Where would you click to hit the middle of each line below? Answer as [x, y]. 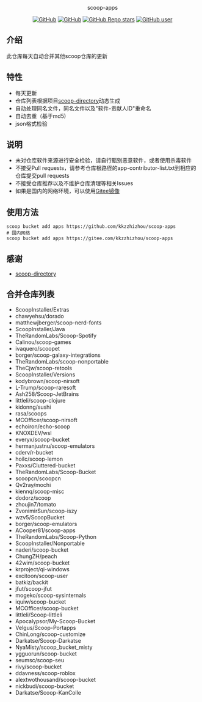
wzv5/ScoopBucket [40, 517]
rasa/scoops [31, 413]
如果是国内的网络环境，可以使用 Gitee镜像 [67, 191]
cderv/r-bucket [34, 452]
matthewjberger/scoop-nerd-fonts [58, 323]
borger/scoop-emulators [46, 524]
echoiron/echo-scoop [42, 426]
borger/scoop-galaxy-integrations [58, 355]
